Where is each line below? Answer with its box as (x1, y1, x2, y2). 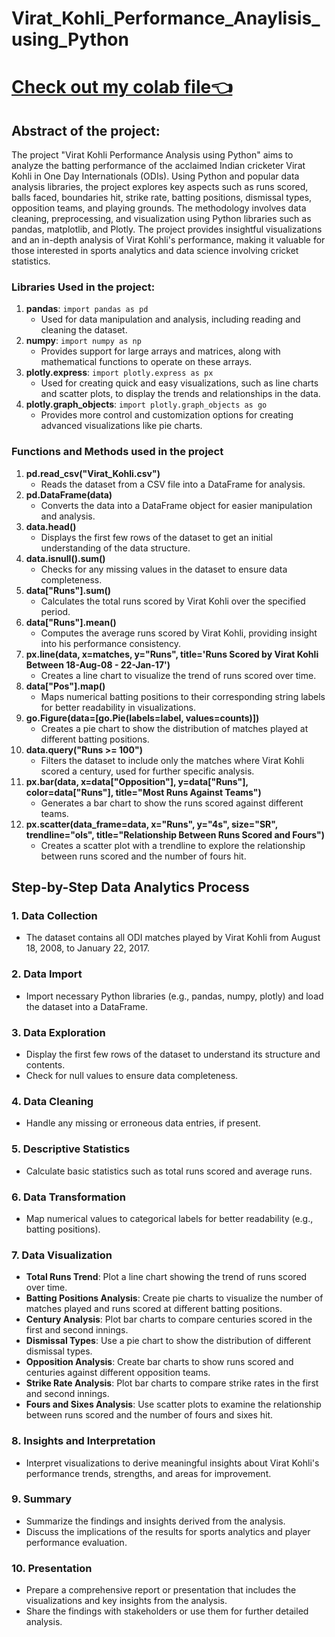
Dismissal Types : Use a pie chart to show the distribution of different (25, 1335, 312, 1347)
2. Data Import (11, 967, 83, 981)
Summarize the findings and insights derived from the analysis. (25, 1515, 286, 1527)
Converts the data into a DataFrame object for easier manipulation (40, 499, 313, 511)
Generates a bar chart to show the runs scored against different (40, 797, 304, 809)
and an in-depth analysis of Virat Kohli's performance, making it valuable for (11, 234, 326, 246)
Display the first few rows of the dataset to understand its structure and (25, 1048, 321, 1061)
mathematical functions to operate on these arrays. (40, 356, 253, 368)
